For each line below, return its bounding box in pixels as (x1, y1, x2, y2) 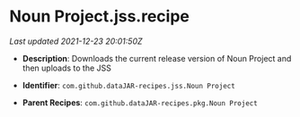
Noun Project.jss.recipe (9, 6, 190, 27)
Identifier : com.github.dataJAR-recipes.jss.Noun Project (22, 79, 235, 90)
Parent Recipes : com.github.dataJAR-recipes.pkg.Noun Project (22, 96, 258, 108)
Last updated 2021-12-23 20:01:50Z (9, 36, 143, 46)
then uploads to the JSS (22, 63, 112, 73)
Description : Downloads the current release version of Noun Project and (22, 53, 292, 63)
